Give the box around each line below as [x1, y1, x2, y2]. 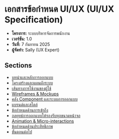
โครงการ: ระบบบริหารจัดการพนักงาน [11, 30, 70, 36]
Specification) [4, 14, 63, 25]
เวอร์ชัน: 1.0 [11, 36, 32, 42]
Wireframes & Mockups [11, 91, 59, 96]
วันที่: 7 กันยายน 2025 [11, 41, 51, 47]
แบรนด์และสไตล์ [11, 101, 38, 107]
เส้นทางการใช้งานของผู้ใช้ [11, 85, 51, 91]
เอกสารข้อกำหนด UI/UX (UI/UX [4, 3, 115, 15]
